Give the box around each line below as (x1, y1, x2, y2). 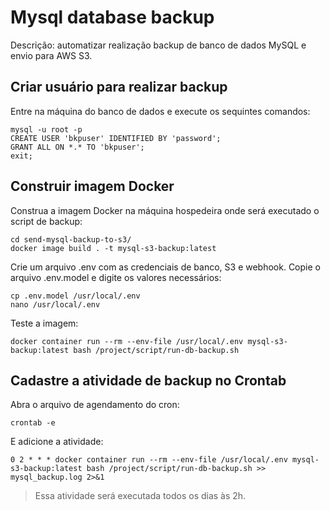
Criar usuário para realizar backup (10, 79, 228, 96)
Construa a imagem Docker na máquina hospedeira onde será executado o (10, 204, 320, 216)
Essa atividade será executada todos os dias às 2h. (34, 490, 247, 502)
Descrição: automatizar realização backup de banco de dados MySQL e (10, 39, 307, 51)
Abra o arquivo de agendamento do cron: (10, 399, 180, 411)
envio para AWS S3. (10, 49, 93, 61)
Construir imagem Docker (10, 178, 175, 195)
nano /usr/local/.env (10, 299, 101, 310)
